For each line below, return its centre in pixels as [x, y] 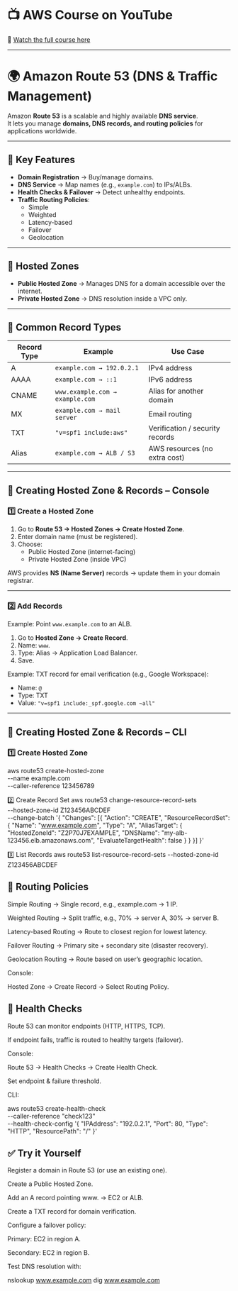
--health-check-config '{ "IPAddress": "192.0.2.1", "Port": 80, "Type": [108, 1124]
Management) [50, 96]
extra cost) [167, 458]
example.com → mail [88, 411]
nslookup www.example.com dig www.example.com [84, 1280]
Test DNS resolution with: [44, 1267]
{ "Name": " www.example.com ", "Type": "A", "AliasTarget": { [95, 825]
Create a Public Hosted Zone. [50, 1184]
